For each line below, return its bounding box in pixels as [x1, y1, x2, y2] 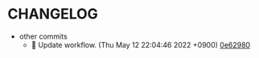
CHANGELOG [7, 5, 98, 23]
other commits [18, 31, 68, 41]
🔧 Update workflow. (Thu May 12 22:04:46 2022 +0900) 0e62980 [31, 39, 251, 49]
